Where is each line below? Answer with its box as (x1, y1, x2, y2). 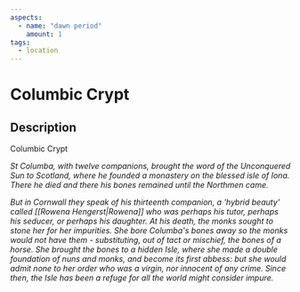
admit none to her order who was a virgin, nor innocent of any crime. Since (10, 264, 287, 274)
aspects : (10, 12, 43, 22)
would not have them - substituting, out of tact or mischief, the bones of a (10, 235, 281, 246)
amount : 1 (26, 29, 63, 38)
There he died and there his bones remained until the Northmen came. (10, 180, 270, 191)
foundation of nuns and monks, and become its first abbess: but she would (10, 254, 287, 264)
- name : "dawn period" (18, 21, 102, 30)
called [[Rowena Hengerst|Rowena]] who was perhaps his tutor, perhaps (10, 207, 279, 217)
